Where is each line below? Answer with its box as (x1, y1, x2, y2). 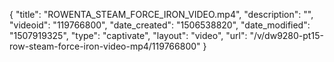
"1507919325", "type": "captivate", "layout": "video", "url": (9, 30, 248, 41)
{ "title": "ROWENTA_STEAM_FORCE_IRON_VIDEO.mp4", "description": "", (9, 9, 314, 20)
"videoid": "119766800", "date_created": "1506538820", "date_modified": (9, 19, 311, 31)
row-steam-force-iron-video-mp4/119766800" (9, 40, 201, 52)
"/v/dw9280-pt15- (249, 30, 324, 41)
